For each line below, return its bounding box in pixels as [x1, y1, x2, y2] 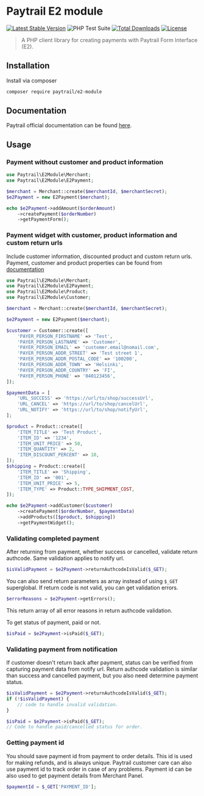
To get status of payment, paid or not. [6, 619, 101, 626]
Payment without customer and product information [6, 158, 163, 166]
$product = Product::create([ [6, 423, 83, 429]
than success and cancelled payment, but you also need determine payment [6, 672, 199, 679]
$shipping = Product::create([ [6, 463, 86, 470]
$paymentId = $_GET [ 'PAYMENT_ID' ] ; [6, 784, 97, 790]
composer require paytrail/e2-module [6, 89, 102, 95]
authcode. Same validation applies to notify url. [6, 555, 125, 562]
